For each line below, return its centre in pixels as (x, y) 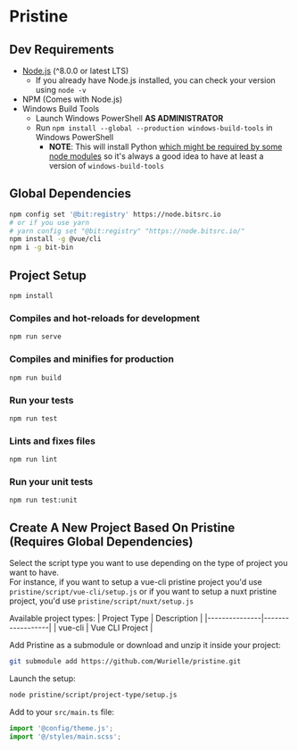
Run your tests (41, 400)
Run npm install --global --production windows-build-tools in (154, 128)
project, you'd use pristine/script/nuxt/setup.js (102, 601)
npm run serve (36, 337)
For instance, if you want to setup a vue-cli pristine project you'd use (136, 582)
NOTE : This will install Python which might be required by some (166, 146)
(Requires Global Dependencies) (101, 542)
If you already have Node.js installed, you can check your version (156, 80)
